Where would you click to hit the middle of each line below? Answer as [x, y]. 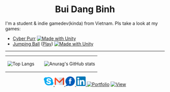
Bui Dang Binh [85, 9]
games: [13, 28]
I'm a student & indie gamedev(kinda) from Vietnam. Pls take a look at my [82, 23]
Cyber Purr [24, 38]
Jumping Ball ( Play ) [33, 43]
